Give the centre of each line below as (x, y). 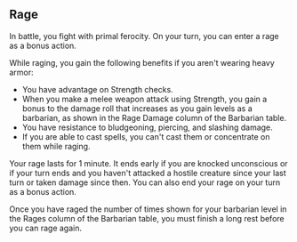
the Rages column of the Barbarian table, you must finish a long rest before (147, 218)
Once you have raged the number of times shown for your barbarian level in (148, 209)
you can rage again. (46, 228)
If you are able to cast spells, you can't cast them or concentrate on (146, 136)
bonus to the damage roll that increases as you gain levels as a (137, 108)
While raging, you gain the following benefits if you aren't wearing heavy (142, 62)
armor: (21, 72)
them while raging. (56, 146)
